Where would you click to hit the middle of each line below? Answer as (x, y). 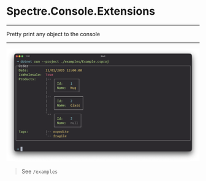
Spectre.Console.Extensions (81, 11)
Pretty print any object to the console (53, 34)
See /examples (40, 171)
